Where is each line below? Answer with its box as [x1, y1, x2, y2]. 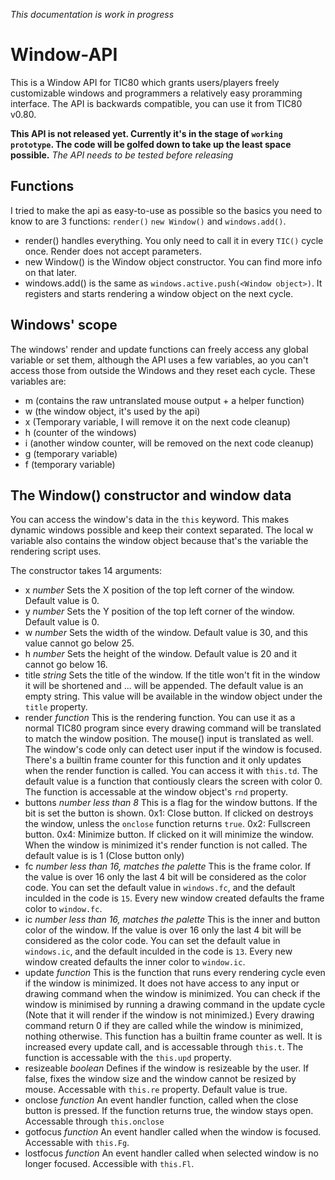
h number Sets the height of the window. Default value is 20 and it [24, 648, 298, 660]
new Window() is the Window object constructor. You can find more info [24, 255, 323, 268]
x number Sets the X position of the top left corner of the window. [24, 584, 295, 596]
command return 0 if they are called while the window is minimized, [24, 1020, 304, 1032]
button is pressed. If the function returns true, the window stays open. [24, 1105, 314, 1117]
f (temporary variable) [24, 458, 116, 470]
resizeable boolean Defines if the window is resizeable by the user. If [24, 1062, 310, 1074]
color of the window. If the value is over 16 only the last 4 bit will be [24, 924, 302, 936]
